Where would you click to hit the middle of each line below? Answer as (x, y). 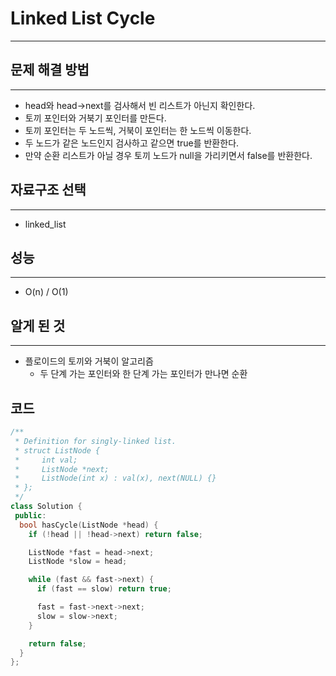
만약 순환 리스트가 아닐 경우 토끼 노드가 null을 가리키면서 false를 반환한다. (168, 155)
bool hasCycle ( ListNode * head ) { (89, 525)
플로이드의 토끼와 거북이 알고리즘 (89, 361)
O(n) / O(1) (46, 292)
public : (30, 515)
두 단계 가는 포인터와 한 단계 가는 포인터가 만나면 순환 (143, 374)
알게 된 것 (38, 325)
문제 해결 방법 (50, 70)
